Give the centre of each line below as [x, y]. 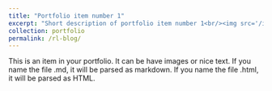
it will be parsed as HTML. [52, 78]
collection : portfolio [47, 31]
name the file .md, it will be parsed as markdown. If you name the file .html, [134, 70]
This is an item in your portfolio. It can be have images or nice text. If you [130, 61]
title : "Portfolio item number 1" [67, 16]
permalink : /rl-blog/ [45, 38]
